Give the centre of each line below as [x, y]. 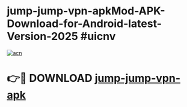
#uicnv [98, 36]
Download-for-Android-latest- [84, 24]
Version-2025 [43, 36]
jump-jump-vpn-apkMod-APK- [86, 11]
